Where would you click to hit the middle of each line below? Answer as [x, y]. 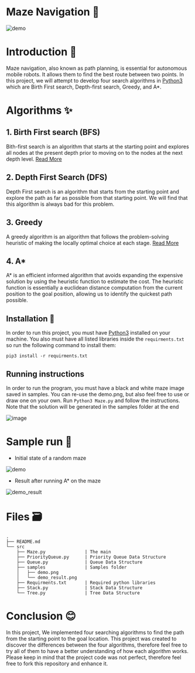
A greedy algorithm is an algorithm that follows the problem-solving [88, 236]
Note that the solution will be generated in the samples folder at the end [93, 406]
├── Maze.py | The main [64, 552]
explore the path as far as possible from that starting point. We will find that [97, 198]
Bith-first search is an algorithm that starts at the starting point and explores [97, 147]
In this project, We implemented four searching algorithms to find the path [95, 632]
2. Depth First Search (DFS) [57, 177]
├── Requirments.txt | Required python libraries [86, 583]
